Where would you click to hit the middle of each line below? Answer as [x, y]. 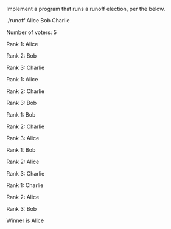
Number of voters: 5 [32, 32]
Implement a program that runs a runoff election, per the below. [86, 9]
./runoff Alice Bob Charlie [38, 20]
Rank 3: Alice [23, 138]
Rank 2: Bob [22, 56]
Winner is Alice [25, 220]
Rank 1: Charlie [25, 185]
